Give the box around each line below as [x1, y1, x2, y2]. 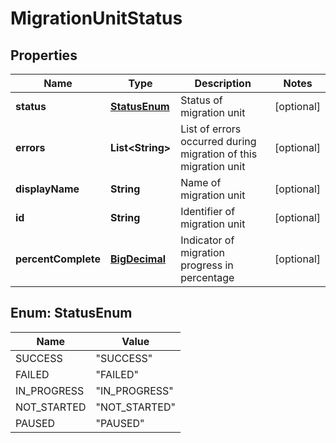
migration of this [180, 147, 258, 161]
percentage [180, 271, 235, 284]
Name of [180, 176, 222, 189]
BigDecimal [109, 252, 167, 266]
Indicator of [180, 233, 235, 247]
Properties [10, 47, 78, 64]
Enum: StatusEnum [10, 305, 133, 322]
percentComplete [15, 252, 101, 266]
